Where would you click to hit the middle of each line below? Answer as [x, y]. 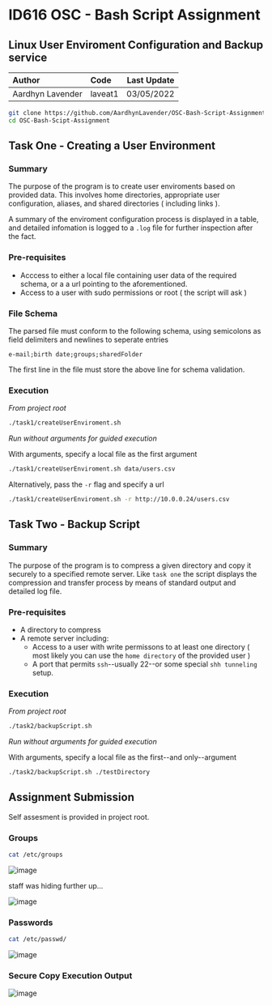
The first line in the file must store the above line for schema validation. [127, 369]
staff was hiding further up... [56, 885]
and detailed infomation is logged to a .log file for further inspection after [131, 228]
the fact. [22, 237]
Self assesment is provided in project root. [79, 816]
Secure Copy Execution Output [70, 976]
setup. [43, 672]
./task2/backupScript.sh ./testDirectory [79, 772]
